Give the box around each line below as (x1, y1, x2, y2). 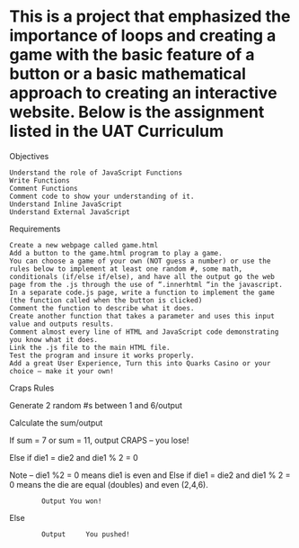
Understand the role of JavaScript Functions (9, 168, 182, 177)
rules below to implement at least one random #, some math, (9, 264, 243, 274)
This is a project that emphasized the (9, 6, 291, 27)
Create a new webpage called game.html (9, 240, 159, 249)
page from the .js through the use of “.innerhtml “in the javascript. (9, 280, 283, 289)
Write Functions (9, 175, 70, 185)
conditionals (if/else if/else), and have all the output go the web (9, 272, 276, 281)
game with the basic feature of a (9, 45, 255, 65)
